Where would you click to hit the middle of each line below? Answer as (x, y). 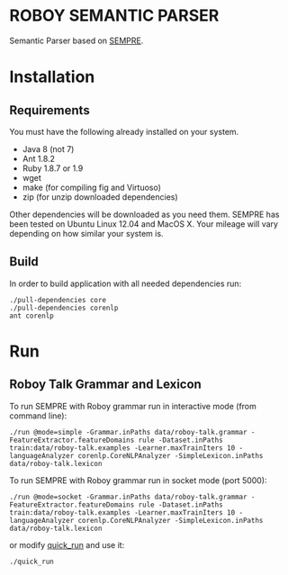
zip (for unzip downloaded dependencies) (100, 197)
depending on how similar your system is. (86, 233)
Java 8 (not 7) (48, 148)
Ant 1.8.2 (39, 158)
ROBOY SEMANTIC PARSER (114, 16)
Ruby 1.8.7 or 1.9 (53, 168)
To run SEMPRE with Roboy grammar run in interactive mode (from (133, 406)
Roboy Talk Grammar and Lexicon (106, 385)
